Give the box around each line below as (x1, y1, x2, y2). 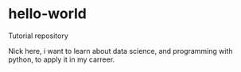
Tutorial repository (8, 31, 69, 40)
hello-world (8, 5, 87, 23)
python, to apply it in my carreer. (8, 55, 115, 64)
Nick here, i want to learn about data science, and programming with (8, 46, 233, 55)
